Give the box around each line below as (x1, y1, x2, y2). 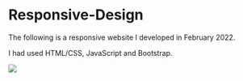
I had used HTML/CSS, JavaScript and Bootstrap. (8, 48, 173, 58)
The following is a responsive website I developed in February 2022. (8, 32, 236, 42)
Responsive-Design (8, 6, 144, 24)
